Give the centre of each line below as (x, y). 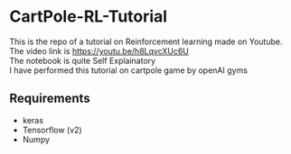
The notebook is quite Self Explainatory (83, 60)
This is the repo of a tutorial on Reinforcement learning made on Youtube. (146, 41)
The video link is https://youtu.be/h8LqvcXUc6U (99, 50)
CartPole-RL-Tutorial (89, 17)
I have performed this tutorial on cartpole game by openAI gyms (129, 70)
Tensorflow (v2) (52, 130)
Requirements (50, 99)
